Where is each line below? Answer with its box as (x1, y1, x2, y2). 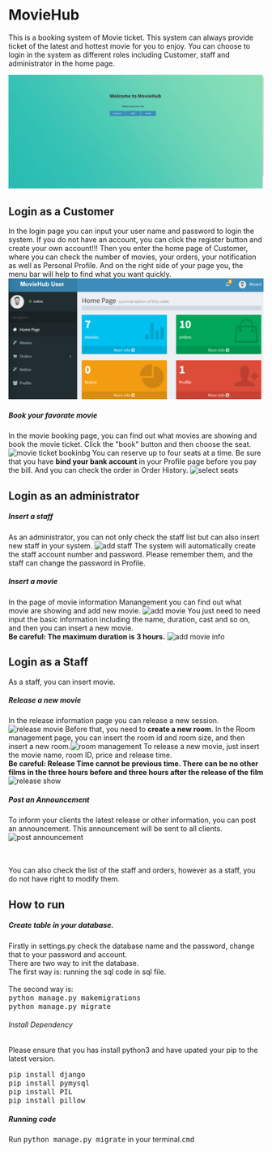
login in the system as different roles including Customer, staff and (8, 50, 230, 59)
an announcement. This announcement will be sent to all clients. (8, 824, 223, 834)
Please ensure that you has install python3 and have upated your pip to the (8, 1046, 258, 1055)
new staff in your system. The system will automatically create (8, 540, 257, 550)
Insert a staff (8, 512, 53, 522)
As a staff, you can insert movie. (8, 677, 116, 686)
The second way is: (8, 984, 74, 994)
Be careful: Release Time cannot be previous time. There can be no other (8, 759, 259, 769)
